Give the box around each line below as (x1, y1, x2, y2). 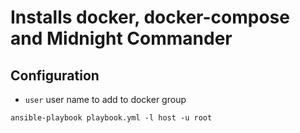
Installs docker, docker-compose (10, 6, 290, 29)
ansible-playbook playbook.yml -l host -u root (10, 113, 213, 123)
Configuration (10, 67, 100, 84)
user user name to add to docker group (24, 94, 187, 105)
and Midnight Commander (10, 27, 233, 50)
